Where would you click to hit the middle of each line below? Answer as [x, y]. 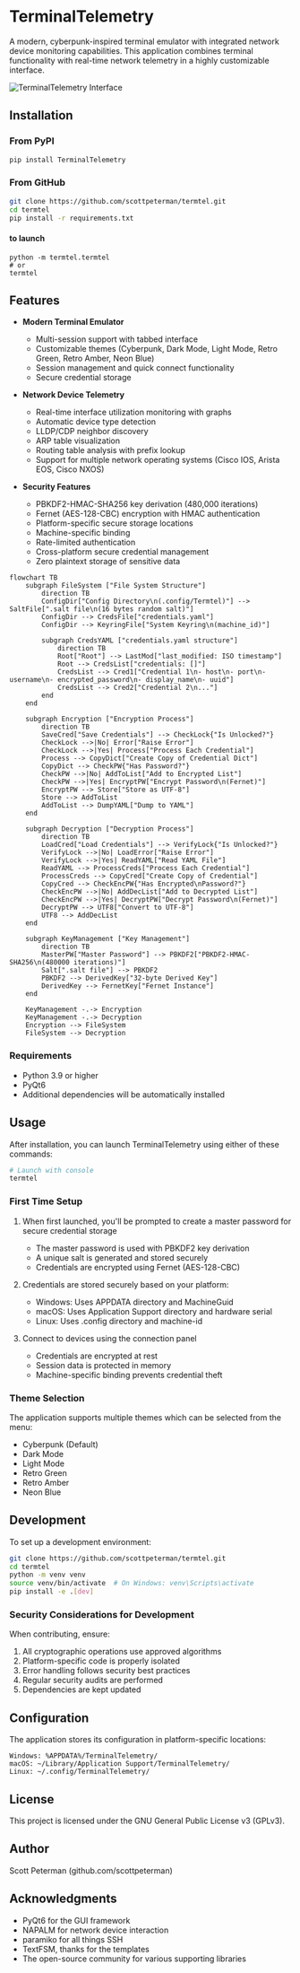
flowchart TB [34, 578]
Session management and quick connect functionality [135, 368]
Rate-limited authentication [86, 542]
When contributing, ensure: [60, 1634]
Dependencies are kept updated [81, 1689]
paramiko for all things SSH [73, 1939]
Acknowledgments [64, 1899]
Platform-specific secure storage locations [115, 523]
